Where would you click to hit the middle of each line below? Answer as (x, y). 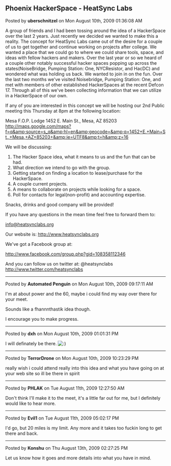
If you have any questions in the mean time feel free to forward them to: (80, 214)
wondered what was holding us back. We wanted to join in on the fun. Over (84, 74)
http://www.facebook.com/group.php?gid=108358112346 (65, 254)
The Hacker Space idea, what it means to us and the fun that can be (84, 157)
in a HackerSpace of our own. (36, 95)
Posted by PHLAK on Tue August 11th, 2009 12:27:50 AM (65, 388)
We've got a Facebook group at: (39, 244)
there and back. (22, 433)
